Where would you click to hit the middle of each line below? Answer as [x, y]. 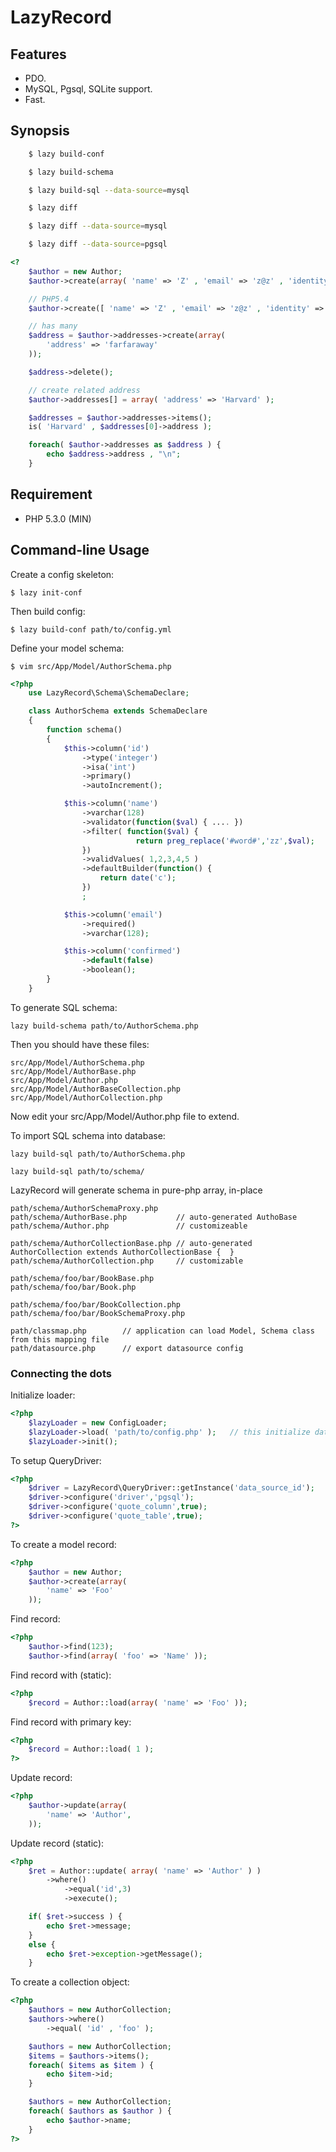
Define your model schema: [67, 648]
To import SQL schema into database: [88, 1135]
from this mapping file [60, 1339]
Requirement [51, 494]
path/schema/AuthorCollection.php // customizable [127, 1261]
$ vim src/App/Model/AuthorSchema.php [91, 666]
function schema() [84, 730]
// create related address [84, 390]
